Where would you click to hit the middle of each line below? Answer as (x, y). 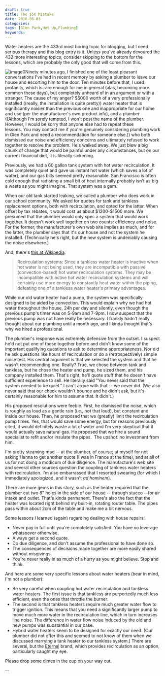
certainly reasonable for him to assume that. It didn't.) (60, 396)
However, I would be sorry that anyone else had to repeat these (69, 124)
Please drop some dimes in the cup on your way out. (58, 661)
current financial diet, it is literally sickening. (50, 155)
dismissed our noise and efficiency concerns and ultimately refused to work (82, 140)
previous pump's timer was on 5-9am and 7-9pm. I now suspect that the (79, 313)
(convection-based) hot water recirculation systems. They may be (84, 272)
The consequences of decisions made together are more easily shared (84, 548)
